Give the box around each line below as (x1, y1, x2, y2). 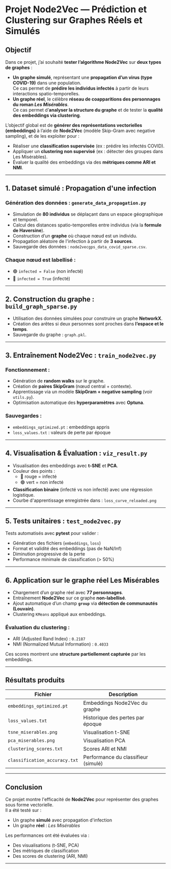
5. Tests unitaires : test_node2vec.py (5, 517, 121, 525)
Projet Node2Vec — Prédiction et (5, 4, 147, 15)
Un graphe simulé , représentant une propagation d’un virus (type (12, 74, 153, 80)
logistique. (12, 492, 35, 498)
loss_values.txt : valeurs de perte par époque (12, 429, 111, 436)
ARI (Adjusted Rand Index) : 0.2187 (12, 635, 85, 642)
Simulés (5, 25, 40, 37)
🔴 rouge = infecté (20, 473, 57, 479)
